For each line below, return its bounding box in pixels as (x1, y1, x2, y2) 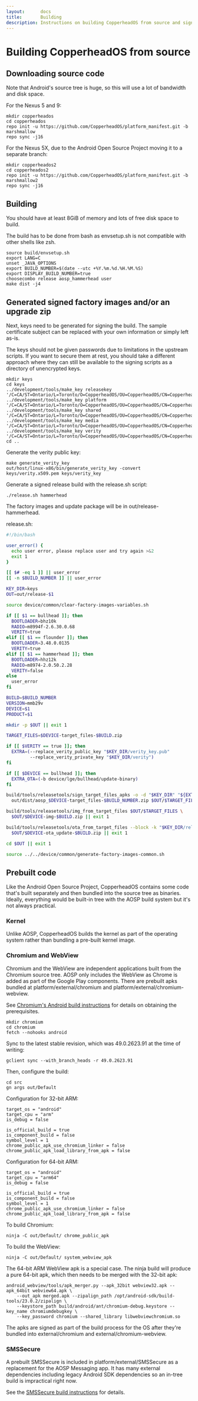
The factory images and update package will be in (6, 503, 128, 510)
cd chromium (6, 1024, 35, 1030)
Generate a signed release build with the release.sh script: (6, 481, 148, 488)
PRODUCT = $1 (6, 711, 33, 717)
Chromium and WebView (6, 951, 79, 959)
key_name (6, 1308, 28, 1314)
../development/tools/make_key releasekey (6, 387, 112, 393)
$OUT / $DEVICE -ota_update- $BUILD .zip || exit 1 (11, 830, 128, 836)
